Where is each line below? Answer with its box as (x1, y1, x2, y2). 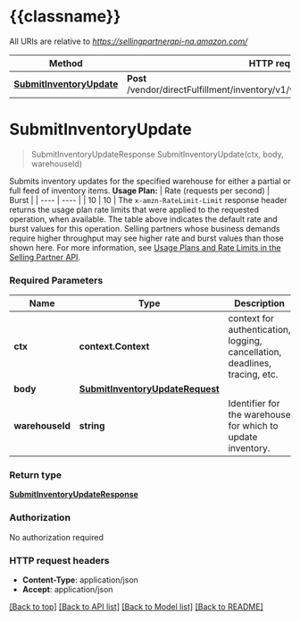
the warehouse (228, 409, 291, 421)
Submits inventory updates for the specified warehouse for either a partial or (9, 175, 291, 186)
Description (233, 297, 286, 310)
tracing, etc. (228, 369, 279, 381)
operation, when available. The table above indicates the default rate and (9, 213, 279, 225)
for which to (228, 420, 279, 432)
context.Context (79, 340, 150, 353)
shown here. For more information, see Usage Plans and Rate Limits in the (9, 242, 281, 252)
